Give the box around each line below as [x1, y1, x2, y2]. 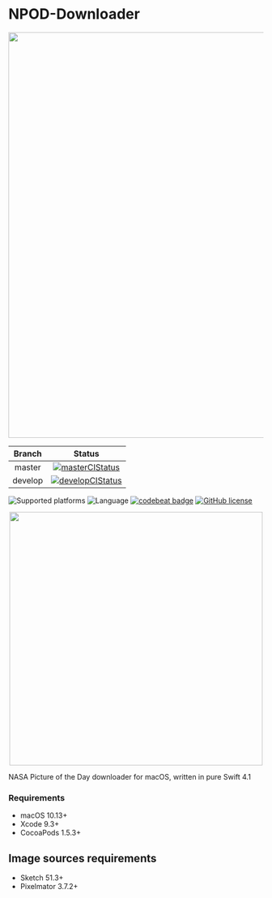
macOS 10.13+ [19, 810, 68, 820]
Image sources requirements [8, 851, 157, 865]
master [15, 462, 41, 473]
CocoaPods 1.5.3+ [19, 828, 81, 838]
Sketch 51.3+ [19, 873, 64, 883]
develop [12, 475, 44, 486]
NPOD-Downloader [8, 5, 140, 24]
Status [73, 448, 100, 459]
